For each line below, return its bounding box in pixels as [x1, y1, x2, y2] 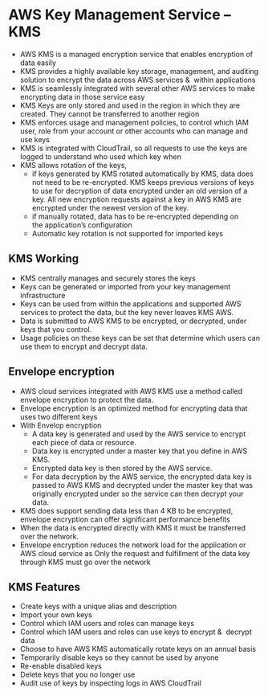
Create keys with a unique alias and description [19, 601, 177, 612]
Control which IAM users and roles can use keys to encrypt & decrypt [19, 627, 252, 637]
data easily [19, 58, 56, 68]
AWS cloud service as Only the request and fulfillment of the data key [19, 548, 250, 558]
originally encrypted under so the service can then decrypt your [31, 489, 244, 498]
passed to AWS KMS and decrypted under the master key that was [31, 480, 254, 489]
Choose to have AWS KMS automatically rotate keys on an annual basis [19, 645, 257, 654]
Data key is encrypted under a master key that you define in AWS [31, 446, 248, 456]
